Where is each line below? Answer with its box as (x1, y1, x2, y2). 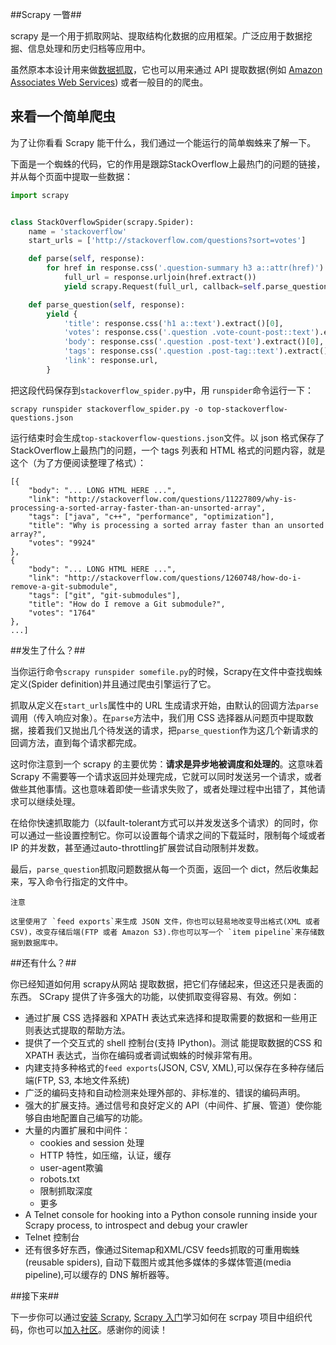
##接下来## (10, 1289, 60, 1302)
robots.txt (39, 1173, 80, 1185)
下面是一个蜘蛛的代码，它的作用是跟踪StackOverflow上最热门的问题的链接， (10, 158, 326, 170)
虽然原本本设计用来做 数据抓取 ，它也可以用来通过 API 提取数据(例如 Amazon (10, 64, 323, 75)
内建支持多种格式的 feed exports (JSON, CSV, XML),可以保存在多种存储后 (24, 1061, 325, 1073)
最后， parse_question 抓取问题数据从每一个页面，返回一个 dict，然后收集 (10, 863, 310, 875)
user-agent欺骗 (39, 1161, 104, 1173)
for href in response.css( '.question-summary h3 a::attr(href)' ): (46, 263, 329, 273)
